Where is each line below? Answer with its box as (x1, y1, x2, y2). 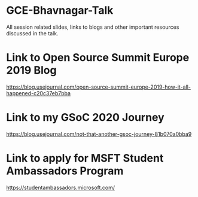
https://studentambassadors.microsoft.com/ (6, 184, 115, 191)
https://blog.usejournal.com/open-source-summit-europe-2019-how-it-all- (6, 83, 191, 90)
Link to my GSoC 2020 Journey (6, 111, 165, 125)
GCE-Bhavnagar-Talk (6, 4, 114, 17)
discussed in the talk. (6, 29, 59, 37)
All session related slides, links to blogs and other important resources (6, 23, 179, 31)
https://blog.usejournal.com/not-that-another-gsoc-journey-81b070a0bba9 (6, 130, 192, 138)
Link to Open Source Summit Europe (6, 51, 190, 65)
